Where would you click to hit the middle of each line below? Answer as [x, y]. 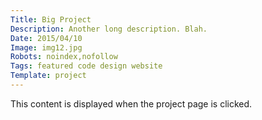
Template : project [48, 76]
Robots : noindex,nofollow [64, 57]
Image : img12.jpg [46, 47]
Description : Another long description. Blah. [109, 29]
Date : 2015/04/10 [46, 38]
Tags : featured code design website [86, 66]
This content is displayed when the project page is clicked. [131, 103]
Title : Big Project [51, 19]
